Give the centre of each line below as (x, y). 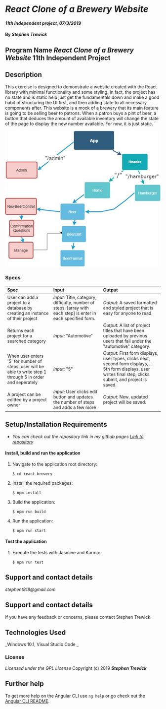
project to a (19, 302)
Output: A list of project (127, 325)
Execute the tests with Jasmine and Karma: (56, 553)
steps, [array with (71, 308)
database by (20, 308)
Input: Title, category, (75, 297)
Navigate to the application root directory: (55, 464)
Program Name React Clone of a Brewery (70, 50)
